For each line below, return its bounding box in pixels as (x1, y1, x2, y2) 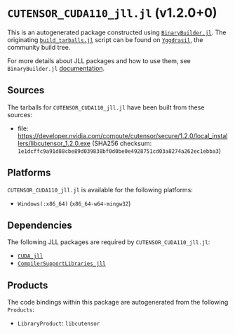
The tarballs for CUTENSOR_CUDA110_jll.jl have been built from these (7, 103, 205, 112)
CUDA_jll (17, 253, 43, 260)
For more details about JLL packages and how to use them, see (7, 56, 192, 65)
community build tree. (7, 43, 71, 51)
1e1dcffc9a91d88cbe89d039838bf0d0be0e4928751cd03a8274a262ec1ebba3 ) (17, 146, 222, 155)
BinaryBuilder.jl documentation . (7, 64, 105, 72)
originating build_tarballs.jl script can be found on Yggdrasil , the (7, 35, 203, 44)
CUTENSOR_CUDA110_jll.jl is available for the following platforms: (7, 185, 193, 194)
